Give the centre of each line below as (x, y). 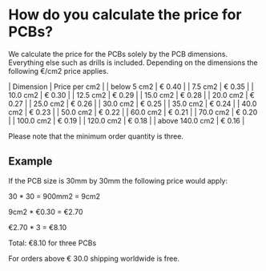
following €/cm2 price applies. (58, 71)
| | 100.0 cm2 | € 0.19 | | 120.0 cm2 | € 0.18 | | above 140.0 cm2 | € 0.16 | (127, 120)
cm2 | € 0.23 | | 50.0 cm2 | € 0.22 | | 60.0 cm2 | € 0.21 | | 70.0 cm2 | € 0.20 (133, 112)
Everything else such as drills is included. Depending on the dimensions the (133, 63)
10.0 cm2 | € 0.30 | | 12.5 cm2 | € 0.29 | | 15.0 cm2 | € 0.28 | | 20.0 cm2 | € (131, 95)
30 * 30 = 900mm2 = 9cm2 (54, 196)
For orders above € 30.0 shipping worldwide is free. (94, 258)
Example (30, 162)
